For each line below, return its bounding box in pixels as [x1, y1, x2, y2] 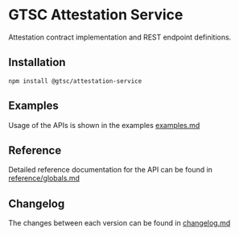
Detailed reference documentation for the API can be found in [8, 165, 213, 175]
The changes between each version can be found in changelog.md [8, 218, 231, 228]
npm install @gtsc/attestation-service [8, 77, 142, 85]
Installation [8, 56, 66, 69]
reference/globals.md [8, 173, 80, 183]
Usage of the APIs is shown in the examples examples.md [8, 120, 200, 130]
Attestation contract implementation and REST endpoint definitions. [8, 32, 232, 42]
